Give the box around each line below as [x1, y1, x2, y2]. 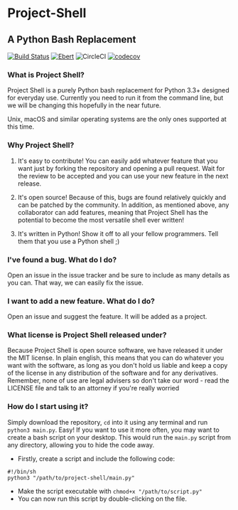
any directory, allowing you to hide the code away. [7, 440, 155, 449]
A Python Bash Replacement [7, 33, 136, 46]
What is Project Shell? [7, 70, 85, 80]
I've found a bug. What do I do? [7, 255, 117, 265]
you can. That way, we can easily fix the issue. [7, 278, 144, 287]
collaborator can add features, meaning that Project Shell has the [17, 208, 208, 216]
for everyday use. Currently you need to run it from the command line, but [7, 94, 224, 102]
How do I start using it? [7, 402, 89, 412]
